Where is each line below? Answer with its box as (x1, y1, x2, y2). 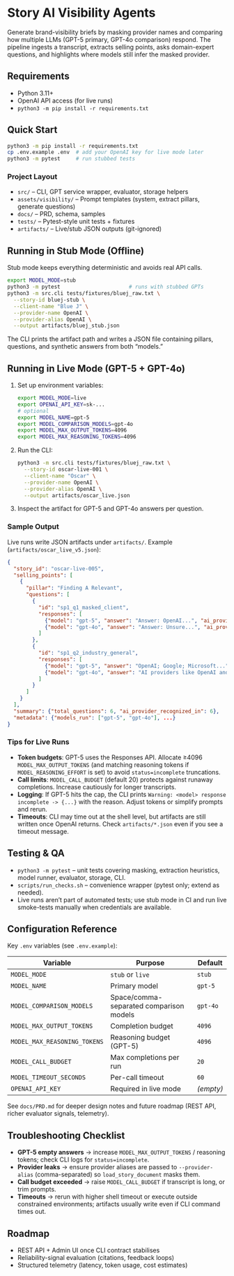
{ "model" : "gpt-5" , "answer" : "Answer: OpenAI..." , (44, 617, 198, 624)
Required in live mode (110, 1084, 181, 1094)
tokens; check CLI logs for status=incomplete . (17, 1155, 150, 1164)
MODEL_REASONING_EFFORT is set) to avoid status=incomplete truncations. (17, 768, 221, 776)
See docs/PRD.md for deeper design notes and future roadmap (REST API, (7, 1102, 217, 1110)
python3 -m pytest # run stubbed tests (7, 155, 136, 162)
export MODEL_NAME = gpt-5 (17, 413, 90, 421)
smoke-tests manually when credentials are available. (17, 903, 172, 911)
